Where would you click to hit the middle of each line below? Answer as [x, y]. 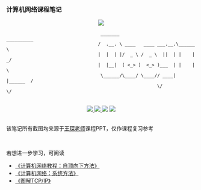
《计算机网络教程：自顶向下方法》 [57, 166]
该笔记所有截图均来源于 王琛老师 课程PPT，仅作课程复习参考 [80, 129]
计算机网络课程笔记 [34, 9]
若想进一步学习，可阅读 [35, 153]
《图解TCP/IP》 [33, 181]
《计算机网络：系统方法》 [47, 173]
